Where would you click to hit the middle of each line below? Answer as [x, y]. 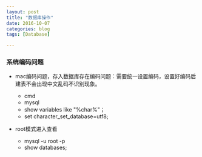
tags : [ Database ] [28, 35]
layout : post [23, 12]
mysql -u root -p [45, 141]
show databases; [45, 148]
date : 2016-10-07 [28, 23]
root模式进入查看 [36, 129]
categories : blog [28, 29]
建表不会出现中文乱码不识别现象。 [58, 84]
